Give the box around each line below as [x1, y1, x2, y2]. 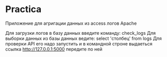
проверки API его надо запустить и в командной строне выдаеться [5, 40, 153, 46]
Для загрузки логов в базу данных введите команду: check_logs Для [5, 30, 156, 36]
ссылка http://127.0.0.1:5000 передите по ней [5, 46, 103, 52]
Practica [5, 4, 42, 15]
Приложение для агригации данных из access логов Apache [5, 20, 137, 26]
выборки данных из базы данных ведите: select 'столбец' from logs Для [5, 35, 162, 41]
